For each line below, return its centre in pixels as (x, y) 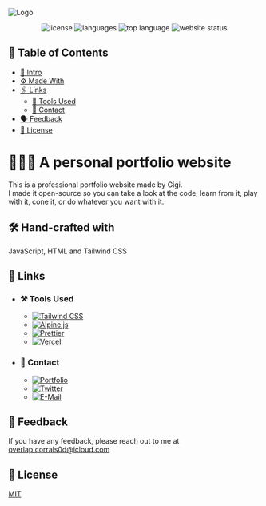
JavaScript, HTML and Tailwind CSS (68, 251)
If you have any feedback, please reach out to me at (94, 441)
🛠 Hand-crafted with (62, 228)
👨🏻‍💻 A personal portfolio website (120, 162)
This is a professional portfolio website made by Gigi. (95, 185)
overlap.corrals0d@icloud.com (59, 450)
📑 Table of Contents (58, 53)
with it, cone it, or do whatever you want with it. (86, 201)
